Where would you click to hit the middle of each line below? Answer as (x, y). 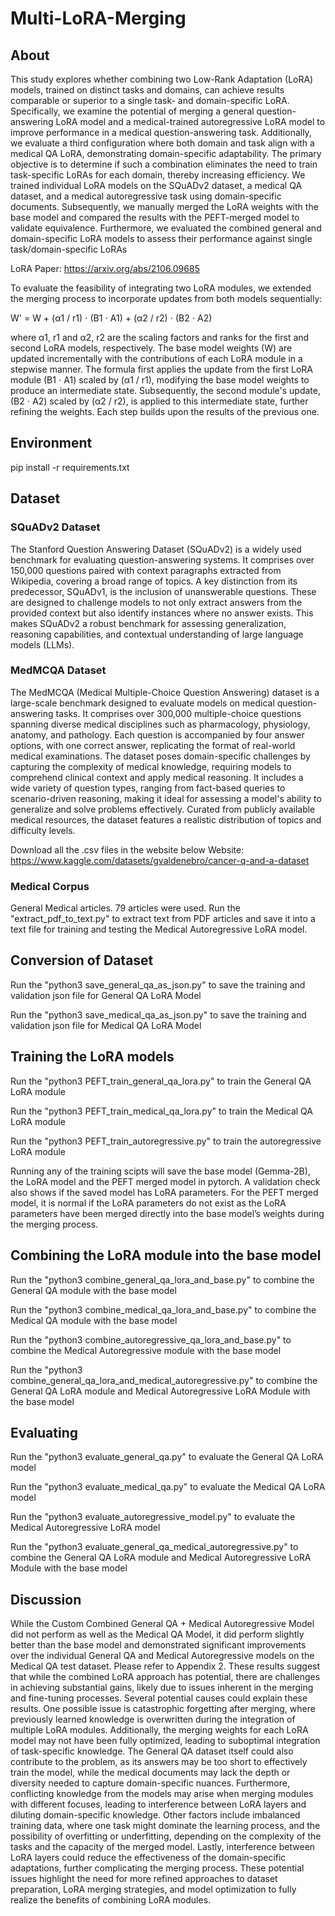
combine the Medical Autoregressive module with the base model (146, 1350)
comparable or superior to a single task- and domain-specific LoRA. (150, 100)
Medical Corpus (50, 886)
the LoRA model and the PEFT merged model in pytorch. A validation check (165, 1181)
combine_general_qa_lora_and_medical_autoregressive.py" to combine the (164, 1380)
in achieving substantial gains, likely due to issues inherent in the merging (162, 1688)
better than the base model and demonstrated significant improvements (158, 1645)
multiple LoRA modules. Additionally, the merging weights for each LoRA (159, 1730)
